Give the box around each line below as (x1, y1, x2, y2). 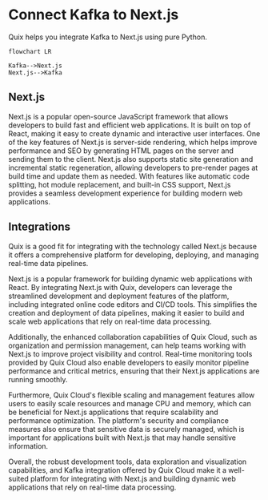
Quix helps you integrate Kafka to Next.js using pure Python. (8, 32, 208, 42)
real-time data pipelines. (8, 258, 89, 268)
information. (8, 441, 49, 450)
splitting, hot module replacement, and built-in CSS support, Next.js (8, 179, 231, 189)
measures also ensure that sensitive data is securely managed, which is (8, 424, 245, 433)
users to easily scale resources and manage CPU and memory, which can (8, 398, 252, 408)
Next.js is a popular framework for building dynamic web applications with (8, 274, 253, 284)
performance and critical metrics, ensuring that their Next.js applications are (8, 366, 260, 376)
